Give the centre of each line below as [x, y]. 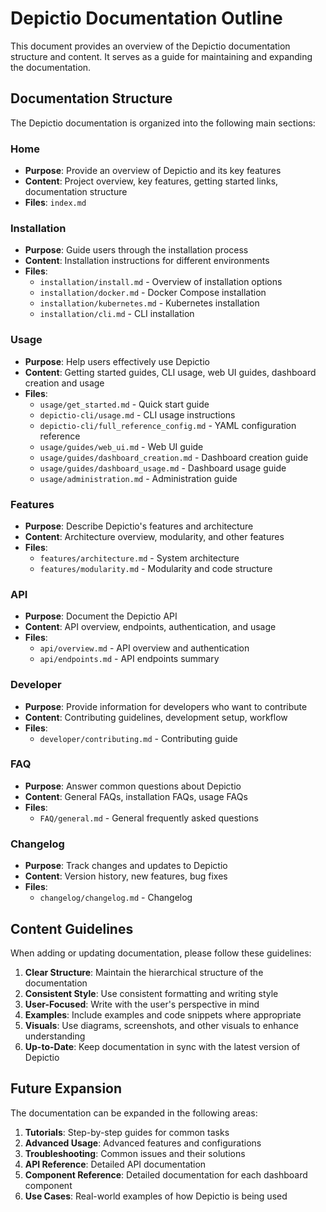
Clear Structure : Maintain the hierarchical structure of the [144, 972]
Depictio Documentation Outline [146, 18]
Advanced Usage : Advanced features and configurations [143, 1143]
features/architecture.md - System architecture [139, 558]
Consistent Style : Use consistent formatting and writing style [151, 993]
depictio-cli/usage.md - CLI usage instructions [137, 414]
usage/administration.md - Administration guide [138, 478]
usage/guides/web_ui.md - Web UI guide [121, 446]
